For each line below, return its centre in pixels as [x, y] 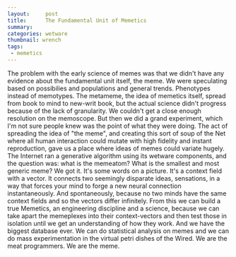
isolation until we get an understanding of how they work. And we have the [116, 223]
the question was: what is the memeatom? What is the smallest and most [113, 163]
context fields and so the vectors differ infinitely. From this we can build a [114, 201]
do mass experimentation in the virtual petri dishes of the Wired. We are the [117, 238]
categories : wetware [38, 34]
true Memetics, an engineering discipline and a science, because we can [113, 208]
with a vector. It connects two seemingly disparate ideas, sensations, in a [114, 178]
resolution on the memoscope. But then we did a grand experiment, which [115, 118]
